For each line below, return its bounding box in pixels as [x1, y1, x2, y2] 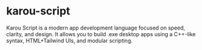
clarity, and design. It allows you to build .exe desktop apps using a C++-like [6, 30, 196, 37]
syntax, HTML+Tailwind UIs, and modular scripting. [6, 37, 133, 44]
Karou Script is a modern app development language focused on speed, [6, 24, 186, 31]
